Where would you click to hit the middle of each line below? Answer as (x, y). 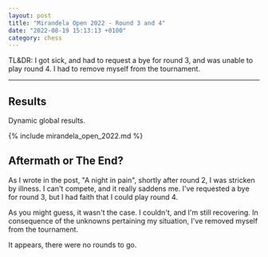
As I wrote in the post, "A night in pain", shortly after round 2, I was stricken (132, 180)
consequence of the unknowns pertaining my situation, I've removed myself (133, 220)
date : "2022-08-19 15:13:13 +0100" (67, 30)
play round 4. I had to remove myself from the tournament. (104, 69)
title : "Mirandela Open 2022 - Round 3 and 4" (87, 23)
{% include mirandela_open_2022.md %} (76, 136)
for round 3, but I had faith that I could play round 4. (93, 197)
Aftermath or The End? (66, 161)
